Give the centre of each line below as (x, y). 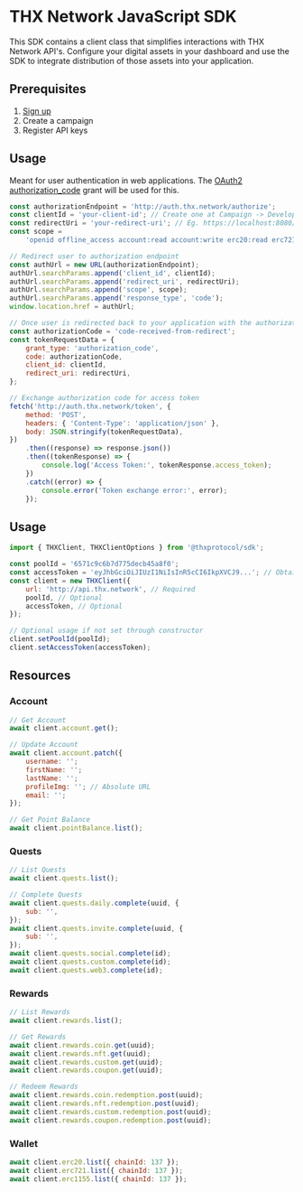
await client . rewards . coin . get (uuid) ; (82, 1045)
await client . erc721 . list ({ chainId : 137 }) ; (96, 1170)
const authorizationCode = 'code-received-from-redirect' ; (123, 331)
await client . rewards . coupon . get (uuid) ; (87, 1071)
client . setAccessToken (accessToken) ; (80, 647)
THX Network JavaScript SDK (123, 17)
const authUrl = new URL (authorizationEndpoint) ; (105, 265)
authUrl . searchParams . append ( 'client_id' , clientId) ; (113, 273)
